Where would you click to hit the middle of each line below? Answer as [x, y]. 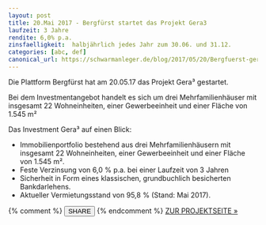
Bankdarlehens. [45, 186]
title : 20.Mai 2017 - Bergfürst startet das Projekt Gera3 [108, 23]
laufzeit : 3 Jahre [38, 30]
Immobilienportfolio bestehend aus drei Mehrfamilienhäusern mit [125, 144]
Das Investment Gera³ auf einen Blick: [70, 129]
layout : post [30, 15]
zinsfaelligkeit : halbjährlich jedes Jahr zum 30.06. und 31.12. [120, 45]
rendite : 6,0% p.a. [40, 37]
